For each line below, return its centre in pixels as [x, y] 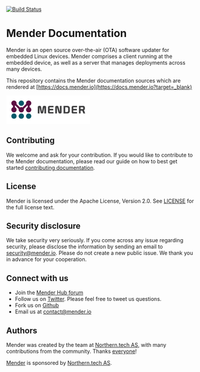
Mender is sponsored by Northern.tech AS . [59, 363]
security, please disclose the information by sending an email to [84, 247]
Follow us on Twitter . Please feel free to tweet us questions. [88, 299]
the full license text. [30, 207]
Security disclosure [43, 226]
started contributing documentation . [51, 167]
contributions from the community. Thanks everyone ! [72, 351]
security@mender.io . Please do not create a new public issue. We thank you [100, 253]
